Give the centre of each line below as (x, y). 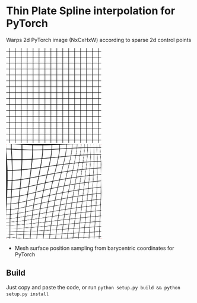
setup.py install (28, 294)
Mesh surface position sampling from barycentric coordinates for (94, 248)
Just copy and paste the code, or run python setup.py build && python (93, 287)
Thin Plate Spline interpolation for (91, 11)
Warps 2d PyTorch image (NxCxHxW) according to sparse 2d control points (99, 40)
